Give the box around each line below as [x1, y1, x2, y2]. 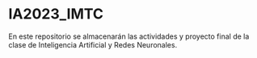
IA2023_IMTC [8, 5, 103, 23]
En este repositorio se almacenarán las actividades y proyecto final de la [8, 31, 250, 41]
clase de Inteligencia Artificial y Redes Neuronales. [8, 39, 178, 49]
